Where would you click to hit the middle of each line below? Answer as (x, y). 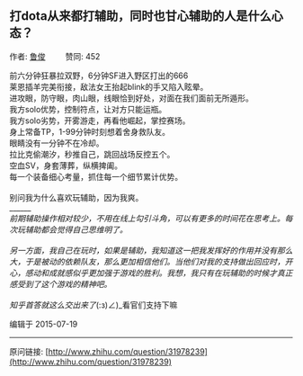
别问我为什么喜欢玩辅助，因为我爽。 (76, 197)
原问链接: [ (29, 351)
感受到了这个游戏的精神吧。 (61, 284)
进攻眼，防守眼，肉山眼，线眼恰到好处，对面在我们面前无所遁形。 (131, 98)
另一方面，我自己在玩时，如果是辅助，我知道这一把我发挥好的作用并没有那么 (151, 250)
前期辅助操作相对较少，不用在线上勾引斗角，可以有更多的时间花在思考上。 (147, 218)
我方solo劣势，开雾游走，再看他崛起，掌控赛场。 (100, 121)
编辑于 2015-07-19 (44, 324)
